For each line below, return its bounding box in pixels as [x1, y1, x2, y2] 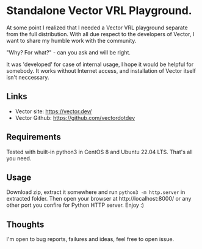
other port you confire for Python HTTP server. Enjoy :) [6, 201, 145, 209]
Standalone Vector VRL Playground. [6, 4, 192, 18]
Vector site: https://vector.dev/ [15, 108, 92, 115]
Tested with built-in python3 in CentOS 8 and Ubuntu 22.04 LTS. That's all [6, 148, 193, 155]
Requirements [6, 132, 61, 143]
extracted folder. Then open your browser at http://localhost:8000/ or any [6, 195, 192, 203]
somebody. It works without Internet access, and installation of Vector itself [6, 67, 197, 74]
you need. [6, 154, 32, 162]
